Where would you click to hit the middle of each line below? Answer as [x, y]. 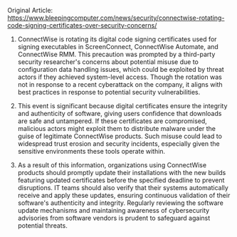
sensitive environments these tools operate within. [91, 151]
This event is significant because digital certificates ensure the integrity [122, 106]
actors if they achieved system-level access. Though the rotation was [120, 77]
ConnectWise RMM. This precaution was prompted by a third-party [116, 54]
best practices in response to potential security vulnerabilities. [109, 92]
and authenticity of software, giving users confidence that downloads [120, 114]
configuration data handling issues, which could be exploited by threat [121, 69]
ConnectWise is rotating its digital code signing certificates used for [117, 39]
